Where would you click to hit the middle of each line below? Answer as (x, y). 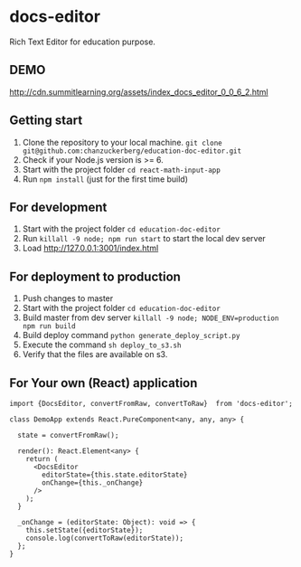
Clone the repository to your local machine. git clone (122, 142)
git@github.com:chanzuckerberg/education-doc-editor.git (132, 151)
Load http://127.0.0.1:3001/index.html (90, 248)
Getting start (46, 121)
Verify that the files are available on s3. (95, 354)
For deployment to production (95, 276)
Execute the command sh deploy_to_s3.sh (102, 345)
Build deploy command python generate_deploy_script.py (131, 335)
